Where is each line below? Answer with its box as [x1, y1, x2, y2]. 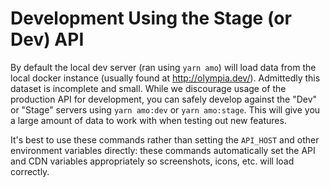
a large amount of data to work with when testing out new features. [10, 114, 287, 126]
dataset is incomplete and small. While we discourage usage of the [10, 82, 287, 94]
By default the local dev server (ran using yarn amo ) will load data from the [10, 61, 317, 73]
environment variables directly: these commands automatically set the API [10, 144, 316, 156]
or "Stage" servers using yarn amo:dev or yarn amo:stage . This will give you [10, 103, 321, 116]
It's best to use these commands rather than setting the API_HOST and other [10, 133, 320, 146]
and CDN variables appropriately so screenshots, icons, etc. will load [10, 155, 295, 167]
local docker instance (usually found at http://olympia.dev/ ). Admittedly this [10, 72, 321, 84]
